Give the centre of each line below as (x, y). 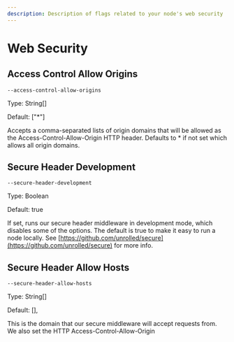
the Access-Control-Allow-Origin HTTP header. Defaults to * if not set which (117, 138)
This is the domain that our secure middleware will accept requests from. (112, 324)
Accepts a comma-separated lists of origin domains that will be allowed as (114, 130)
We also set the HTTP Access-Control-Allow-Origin (81, 331)
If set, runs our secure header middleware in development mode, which (110, 223)
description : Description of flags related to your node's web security (115, 14)
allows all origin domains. (44, 145)
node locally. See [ (34, 238)
